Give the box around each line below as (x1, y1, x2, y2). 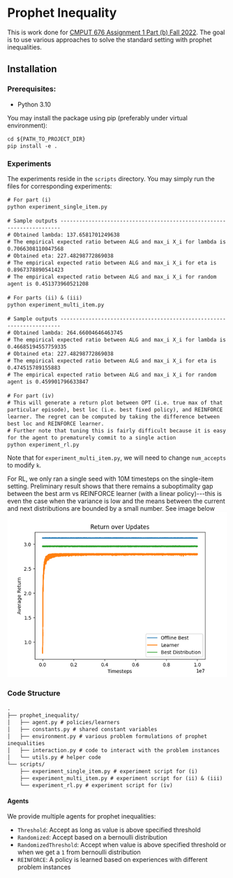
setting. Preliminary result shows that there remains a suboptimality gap (7, 481, 213, 490)
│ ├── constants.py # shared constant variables (7, 726, 158, 733)
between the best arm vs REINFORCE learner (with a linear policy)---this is (7, 489, 222, 497)
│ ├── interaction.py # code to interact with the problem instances (7, 747, 220, 754)
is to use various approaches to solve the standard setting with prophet (7, 35, 212, 43)
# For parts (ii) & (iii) (7, 294, 82, 302)
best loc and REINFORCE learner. (7, 420, 105, 427)
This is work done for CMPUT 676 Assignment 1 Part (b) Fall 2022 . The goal (7, 28, 225, 36)
